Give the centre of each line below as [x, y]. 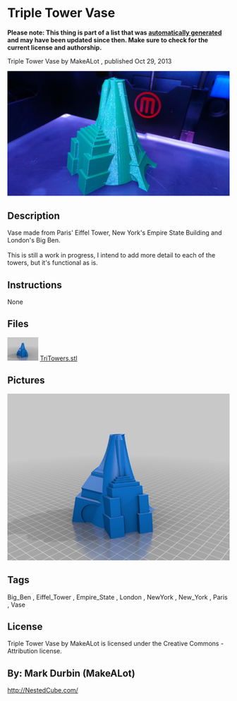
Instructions [35, 285]
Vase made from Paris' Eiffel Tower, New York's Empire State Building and [115, 233]
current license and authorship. [55, 47]
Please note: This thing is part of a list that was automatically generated [115, 32]
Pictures [26, 380]
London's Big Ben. [34, 240]
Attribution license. [35, 651]
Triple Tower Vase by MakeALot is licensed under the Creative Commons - [116, 644]
